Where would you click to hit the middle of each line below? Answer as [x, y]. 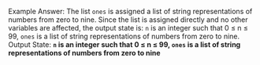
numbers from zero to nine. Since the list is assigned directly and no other [128, 20]
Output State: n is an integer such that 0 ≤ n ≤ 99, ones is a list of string [124, 45]
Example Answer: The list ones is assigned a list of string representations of [130, 11]
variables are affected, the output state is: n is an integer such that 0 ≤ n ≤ [128, 28]
